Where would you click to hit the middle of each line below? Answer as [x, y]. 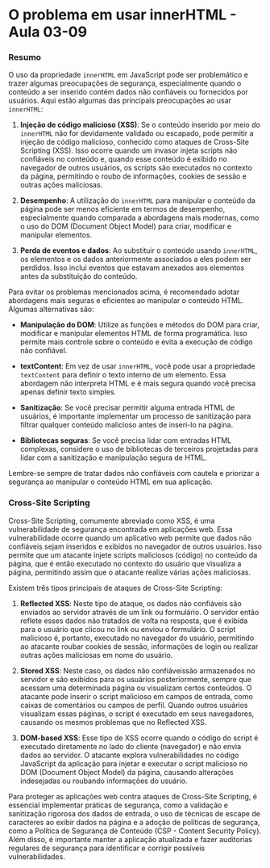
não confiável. [44, 351]
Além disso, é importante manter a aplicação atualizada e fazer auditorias [130, 839]
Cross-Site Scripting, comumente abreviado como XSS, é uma [112, 520]
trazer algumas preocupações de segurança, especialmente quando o [125, 83]
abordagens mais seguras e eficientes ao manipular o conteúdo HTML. [126, 301]
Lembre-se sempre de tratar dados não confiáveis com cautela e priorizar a [134, 474]
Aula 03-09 [48, 32]
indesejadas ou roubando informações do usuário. [104, 781]
